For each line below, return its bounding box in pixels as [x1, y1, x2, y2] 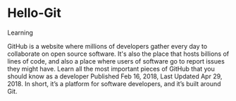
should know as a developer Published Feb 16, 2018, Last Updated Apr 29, [7, 72, 223, 81]
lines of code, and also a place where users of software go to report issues [7, 57, 225, 65]
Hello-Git [7, 5, 61, 21]
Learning [7, 28, 34, 37]
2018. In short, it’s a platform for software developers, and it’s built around [7, 79, 221, 88]
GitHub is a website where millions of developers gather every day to [7, 42, 208, 50]
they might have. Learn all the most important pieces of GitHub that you [7, 64, 215, 73]
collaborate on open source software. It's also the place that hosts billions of [7, 49, 230, 58]
